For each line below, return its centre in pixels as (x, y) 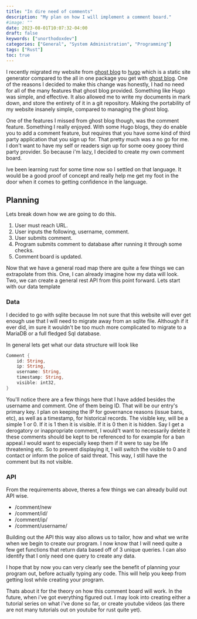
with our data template (33, 287)
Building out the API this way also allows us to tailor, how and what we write (97, 538)
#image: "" (19, 22)
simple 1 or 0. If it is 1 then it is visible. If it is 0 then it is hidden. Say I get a (95, 424)
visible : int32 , (37, 383)
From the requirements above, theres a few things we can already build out (97, 489)
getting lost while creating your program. (55, 580)
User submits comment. (43, 238)
